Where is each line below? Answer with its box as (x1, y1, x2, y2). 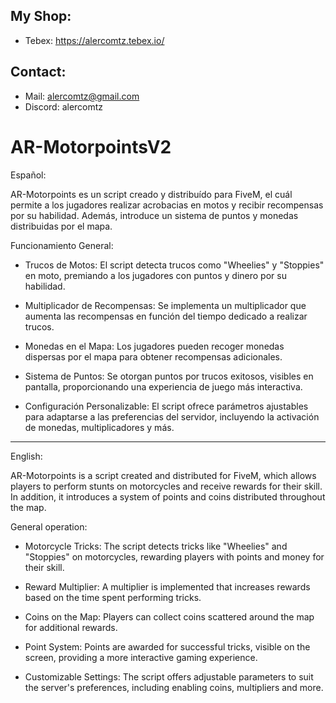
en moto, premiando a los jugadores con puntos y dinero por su (24, 269, 287, 281)
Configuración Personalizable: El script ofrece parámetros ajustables (24, 400, 309, 412)
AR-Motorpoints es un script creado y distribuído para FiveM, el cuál (10, 188, 293, 200)
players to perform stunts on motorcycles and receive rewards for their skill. (10, 480, 323, 492)
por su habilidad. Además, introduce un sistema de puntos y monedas (10, 209, 299, 221)
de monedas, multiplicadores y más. (24, 421, 175, 433)
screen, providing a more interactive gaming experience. (24, 651, 258, 663)
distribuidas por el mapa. (10, 220, 113, 232)
